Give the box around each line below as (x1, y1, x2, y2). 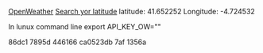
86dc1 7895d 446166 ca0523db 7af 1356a (8, 37, 147, 47)
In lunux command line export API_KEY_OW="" (8, 22, 161, 31)
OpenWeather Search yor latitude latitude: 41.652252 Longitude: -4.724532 (8, 7, 256, 16)
